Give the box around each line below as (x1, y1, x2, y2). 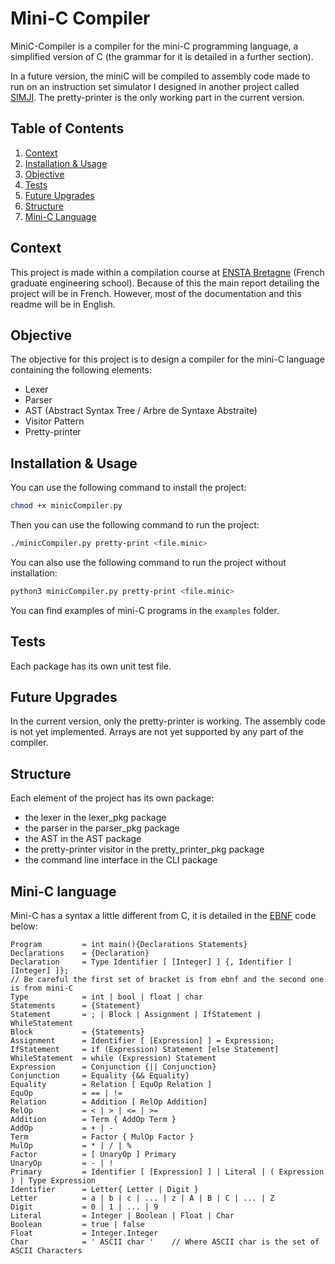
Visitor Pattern (24, 415, 85, 427)
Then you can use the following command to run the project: (10, 519, 260, 531)
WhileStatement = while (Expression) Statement (10, 1053, 217, 1064)
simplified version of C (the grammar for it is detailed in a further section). (10, 50, 314, 62)
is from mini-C (10, 983, 74, 994)
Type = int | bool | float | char (10, 992, 203, 1002)
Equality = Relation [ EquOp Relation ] (10, 1080, 213, 1090)
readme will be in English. (10, 298, 116, 310)
